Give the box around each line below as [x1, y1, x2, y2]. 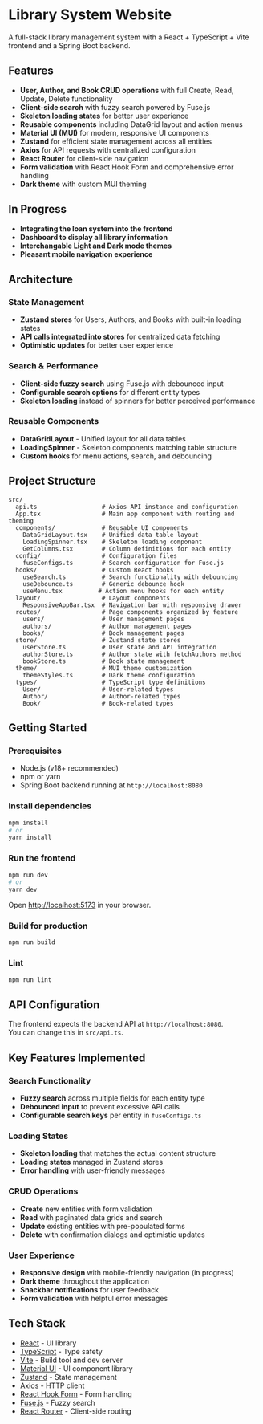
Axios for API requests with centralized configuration [19, 144, 196, 154]
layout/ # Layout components [15, 594, 171, 602]
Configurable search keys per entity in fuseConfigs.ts [19, 1110, 202, 1121]
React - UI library [19, 1338, 77, 1348]
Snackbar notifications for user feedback [19, 1284, 159, 1294]
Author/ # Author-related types [22, 692, 181, 700]
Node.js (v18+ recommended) [19, 763, 119, 773]
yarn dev [8, 885, 38, 894]
